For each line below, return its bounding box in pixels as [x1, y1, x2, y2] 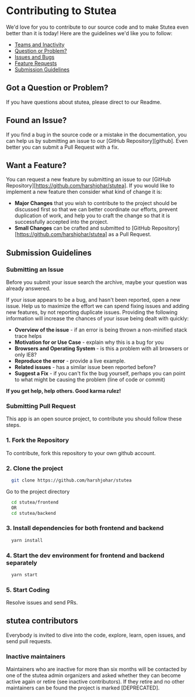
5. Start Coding [6, 586, 50, 594]
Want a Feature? [6, 160, 67, 170]
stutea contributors [6, 616, 79, 626]
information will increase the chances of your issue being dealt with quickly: [6, 315, 189, 322]
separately [6, 558, 37, 566]
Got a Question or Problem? [6, 83, 109, 93]
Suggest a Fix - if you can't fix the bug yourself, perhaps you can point [14, 370, 186, 377]
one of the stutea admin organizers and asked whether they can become [6, 672, 181, 679]
